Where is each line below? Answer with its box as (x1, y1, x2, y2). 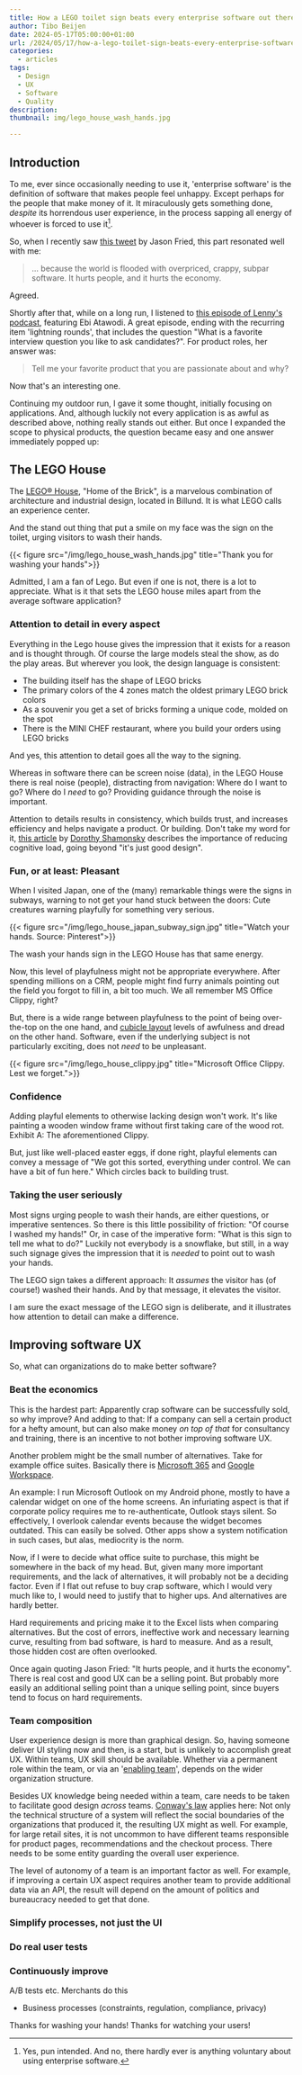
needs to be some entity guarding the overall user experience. (9, 1848, 240, 1858)
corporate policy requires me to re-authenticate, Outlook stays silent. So (9, 1505, 277, 1516)
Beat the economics (9, 1383, 99, 1396)
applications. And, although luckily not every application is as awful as (9, 407, 270, 418)
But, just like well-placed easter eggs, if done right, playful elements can (9, 1147, 277, 1158)
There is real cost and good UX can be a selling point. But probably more (9, 1673, 280, 1684)
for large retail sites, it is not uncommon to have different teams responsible (9, 1828, 289, 1839)
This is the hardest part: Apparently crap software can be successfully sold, (9, 1404, 290, 1415)
